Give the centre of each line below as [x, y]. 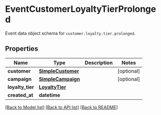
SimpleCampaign [59, 79]
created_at [20, 95]
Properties [22, 49]
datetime [49, 95]
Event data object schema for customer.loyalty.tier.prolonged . [70, 33]
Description [99, 63]
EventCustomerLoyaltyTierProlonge [81, 9]
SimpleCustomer [59, 71]
